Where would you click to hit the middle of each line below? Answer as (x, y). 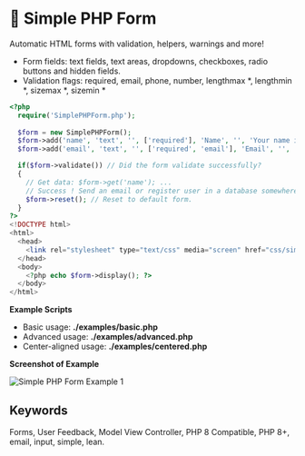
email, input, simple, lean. (57, 441)
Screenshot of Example (54, 364)
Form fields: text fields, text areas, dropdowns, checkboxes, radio (145, 61)
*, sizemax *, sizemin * (64, 90)
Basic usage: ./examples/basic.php (90, 327)
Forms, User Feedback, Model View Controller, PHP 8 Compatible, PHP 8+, (150, 432)
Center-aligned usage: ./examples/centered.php (115, 347)
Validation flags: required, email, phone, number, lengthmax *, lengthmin (157, 80)
